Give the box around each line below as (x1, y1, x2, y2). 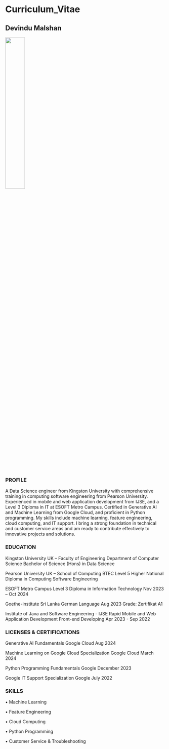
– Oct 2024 (5, 591, 29, 597)
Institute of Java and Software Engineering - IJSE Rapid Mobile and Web (5, 610, 156, 616)
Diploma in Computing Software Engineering (5, 576, 98, 582)
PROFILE (5, 476, 27, 483)
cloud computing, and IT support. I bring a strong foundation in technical (5, 520, 157, 526)
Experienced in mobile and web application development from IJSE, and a (5, 499, 159, 505)
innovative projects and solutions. (5, 531, 75, 537)
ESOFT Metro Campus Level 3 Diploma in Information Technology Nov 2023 (5, 585, 164, 592)
